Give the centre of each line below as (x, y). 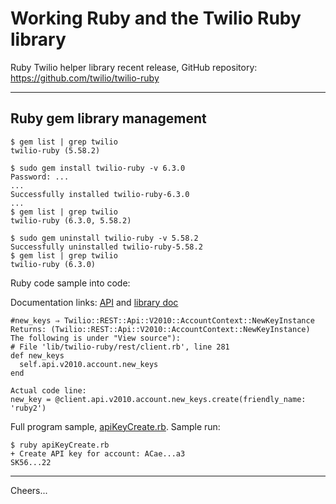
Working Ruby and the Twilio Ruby (156, 18)
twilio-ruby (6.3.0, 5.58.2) (71, 220)
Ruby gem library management (108, 118)
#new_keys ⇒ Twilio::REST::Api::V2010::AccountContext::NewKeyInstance (162, 320)
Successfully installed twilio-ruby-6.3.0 (100, 194)
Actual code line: (48, 390)
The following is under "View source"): (96, 338)
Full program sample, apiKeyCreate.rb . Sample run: (115, 426)
